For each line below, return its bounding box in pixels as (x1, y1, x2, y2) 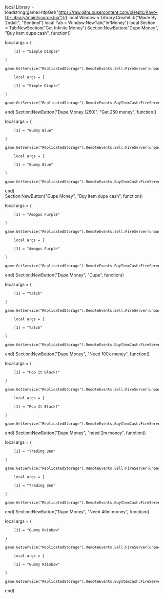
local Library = (5, 4, 34, 10)
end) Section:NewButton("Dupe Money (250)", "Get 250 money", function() (5, 109, 157, 115)
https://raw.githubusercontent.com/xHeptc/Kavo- (58, 9, 158, 15)
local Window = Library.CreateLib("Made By (68, 15, 157, 20)
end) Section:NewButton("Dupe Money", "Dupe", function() (5, 272, 124, 278)
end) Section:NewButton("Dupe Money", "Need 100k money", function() (5, 351, 150, 357)
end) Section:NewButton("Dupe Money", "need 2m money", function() (5, 430, 146, 436)
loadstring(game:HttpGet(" (5, 9, 59, 15)
